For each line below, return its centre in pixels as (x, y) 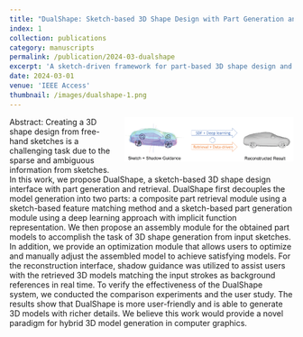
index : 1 (26, 28)
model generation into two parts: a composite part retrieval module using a (148, 198)
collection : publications (58, 38)
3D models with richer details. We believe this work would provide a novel (147, 313)
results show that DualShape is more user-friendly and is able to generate (146, 304)
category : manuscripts (52, 48)
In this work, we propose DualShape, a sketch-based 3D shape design (140, 179)
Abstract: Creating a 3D (53, 122)
